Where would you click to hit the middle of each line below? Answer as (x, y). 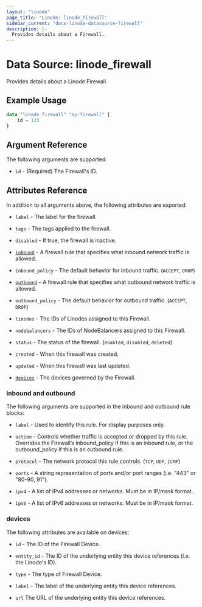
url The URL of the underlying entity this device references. (90, 597)
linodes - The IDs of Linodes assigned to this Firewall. (83, 319)
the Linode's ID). (36, 562)
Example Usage (37, 101)
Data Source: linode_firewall (79, 65)
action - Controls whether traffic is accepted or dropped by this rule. (101, 437)
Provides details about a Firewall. (58, 35)
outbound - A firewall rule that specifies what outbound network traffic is (105, 282)
